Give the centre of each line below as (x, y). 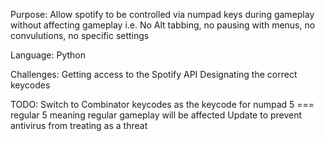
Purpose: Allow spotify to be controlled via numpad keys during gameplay (162, 14)
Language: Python (48, 55)
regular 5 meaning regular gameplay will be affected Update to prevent (156, 115)
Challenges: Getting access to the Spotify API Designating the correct (154, 74)
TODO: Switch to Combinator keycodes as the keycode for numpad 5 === (162, 104)
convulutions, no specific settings (80, 35)
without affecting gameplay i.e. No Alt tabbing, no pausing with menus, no (163, 25)
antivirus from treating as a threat (79, 125)
